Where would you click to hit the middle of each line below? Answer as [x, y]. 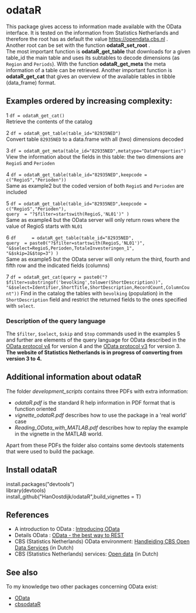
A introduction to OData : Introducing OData [67, 529]
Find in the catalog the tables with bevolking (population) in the [96, 293]
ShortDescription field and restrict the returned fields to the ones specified [97, 299]
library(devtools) [26, 490]
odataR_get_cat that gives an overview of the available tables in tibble [91, 76]
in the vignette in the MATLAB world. [59, 434]
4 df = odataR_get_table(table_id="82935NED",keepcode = [77, 174]
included [17, 192]
